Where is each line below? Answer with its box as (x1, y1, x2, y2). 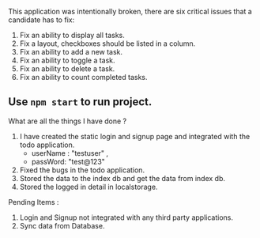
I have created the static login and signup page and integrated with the (19, 131, 251, 141)
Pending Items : (8, 197, 59, 206)
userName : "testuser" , (31, 148, 109, 157)
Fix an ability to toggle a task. (19, 55, 116, 65)
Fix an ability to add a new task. (19, 47, 123, 56)
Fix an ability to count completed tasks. (19, 73, 148, 81)
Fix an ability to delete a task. (19, 64, 115, 74)
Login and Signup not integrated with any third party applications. (19, 213, 233, 222)
